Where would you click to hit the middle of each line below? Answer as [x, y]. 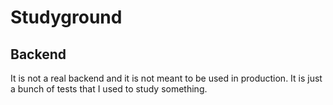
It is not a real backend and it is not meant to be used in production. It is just [166, 78]
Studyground [66, 17]
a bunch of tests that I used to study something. [109, 89]
